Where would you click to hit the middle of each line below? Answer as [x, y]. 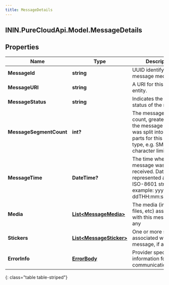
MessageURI [23, 87]
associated [145, 238]
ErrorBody [85, 258]
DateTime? [85, 178]
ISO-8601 [145, 184]
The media [145, 205]
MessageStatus [27, 102]
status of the [147, 105]
